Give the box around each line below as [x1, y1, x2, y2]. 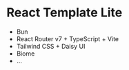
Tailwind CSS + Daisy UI [16, 42, 86, 50]
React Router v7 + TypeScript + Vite [16, 34, 119, 43]
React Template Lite [6, 5, 123, 21]
